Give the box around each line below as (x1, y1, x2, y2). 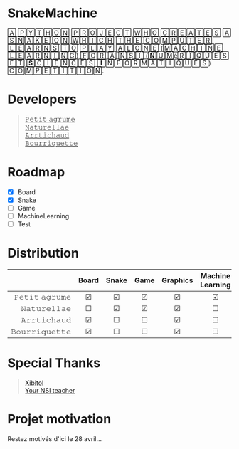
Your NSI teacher (24, 386, 75, 394)
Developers (7, 91, 77, 107)
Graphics (161, 275, 193, 285)
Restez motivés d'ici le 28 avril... (7, 434, 102, 443)
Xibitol (24, 379, 44, 387)
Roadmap (7, 164, 65, 181)
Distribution (7, 245, 80, 261)
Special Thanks (7, 355, 101, 371)
